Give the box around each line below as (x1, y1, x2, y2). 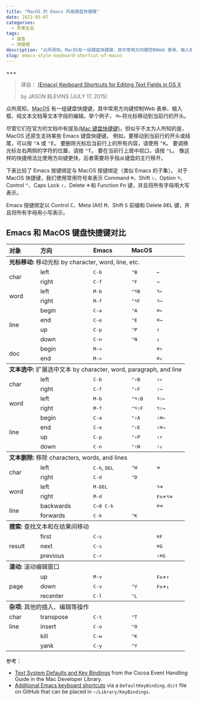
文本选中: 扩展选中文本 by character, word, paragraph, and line (9, 365, 182, 374)
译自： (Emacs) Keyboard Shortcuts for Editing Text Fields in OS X (20, 81, 181, 88)
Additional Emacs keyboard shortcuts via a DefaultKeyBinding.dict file (14, 682, 187, 689)
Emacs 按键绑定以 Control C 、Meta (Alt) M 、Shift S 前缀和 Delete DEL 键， (6, 201, 184, 208)
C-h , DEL (93, 464, 114, 472)
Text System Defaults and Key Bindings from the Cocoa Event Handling (14, 669, 188, 676)
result (9, 542, 25, 551)
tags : (6, 31, 19, 37)
